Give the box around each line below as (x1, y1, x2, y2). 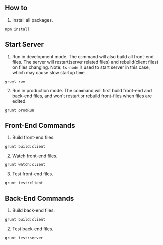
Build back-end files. (12, 207, 55, 213)
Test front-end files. (12, 171, 53, 177)
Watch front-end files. (12, 153, 58, 159)
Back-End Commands (5, 194, 74, 203)
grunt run (5, 79, 26, 84)
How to (5, 4, 28, 12)
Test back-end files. (12, 226, 54, 232)
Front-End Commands (5, 121, 76, 130)
